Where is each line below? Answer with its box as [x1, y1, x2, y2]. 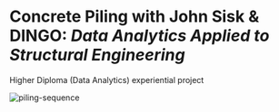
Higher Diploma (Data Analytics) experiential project [9, 74, 204, 85]
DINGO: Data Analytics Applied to [9, 25, 270, 46]
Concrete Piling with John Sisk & [9, 6, 260, 27]
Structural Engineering [9, 45, 185, 65]
